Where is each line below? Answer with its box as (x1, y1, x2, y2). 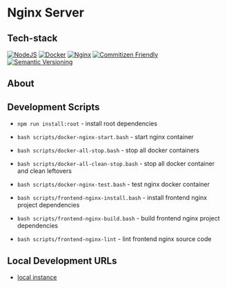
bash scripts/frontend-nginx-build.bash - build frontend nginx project (17, 214, 220, 223)
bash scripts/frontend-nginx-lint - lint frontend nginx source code (17, 235, 212, 243)
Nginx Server (7, 5, 85, 21)
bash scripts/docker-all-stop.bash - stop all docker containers (17, 146, 200, 154)
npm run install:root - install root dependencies (17, 119, 157, 128)
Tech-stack (7, 32, 58, 44)
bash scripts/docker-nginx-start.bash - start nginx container (17, 133, 195, 141)
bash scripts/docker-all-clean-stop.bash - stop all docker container (17, 160, 215, 168)
